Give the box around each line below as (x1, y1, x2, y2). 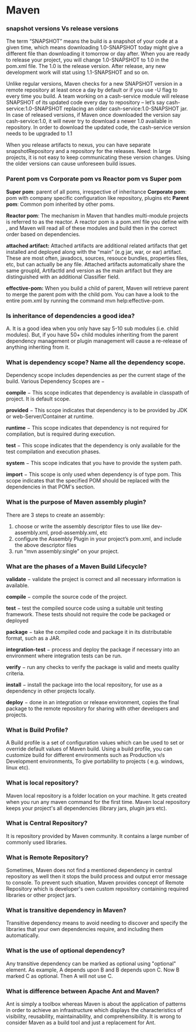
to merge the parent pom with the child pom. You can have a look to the (6, 291, 179, 298)
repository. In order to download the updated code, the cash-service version (6, 124, 191, 131)
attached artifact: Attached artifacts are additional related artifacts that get (6, 242, 187, 249)
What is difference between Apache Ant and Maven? (6, 987, 160, 995)
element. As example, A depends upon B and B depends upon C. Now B (6, 966, 180, 973)
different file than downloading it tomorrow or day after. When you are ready (6, 50, 190, 57)
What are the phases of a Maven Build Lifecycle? (6, 562, 147, 571)
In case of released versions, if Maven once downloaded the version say (6, 111, 181, 118)
